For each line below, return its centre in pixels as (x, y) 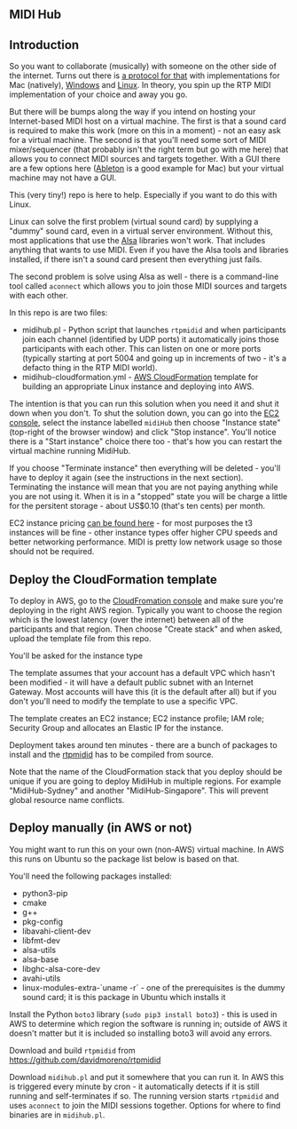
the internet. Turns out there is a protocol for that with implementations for (145, 76)
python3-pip (45, 893)
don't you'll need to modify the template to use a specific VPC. (124, 702)
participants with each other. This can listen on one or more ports (141, 349)
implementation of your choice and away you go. (98, 95)
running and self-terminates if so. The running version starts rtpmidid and (144, 1095)
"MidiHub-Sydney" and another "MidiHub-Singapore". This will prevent (139, 791)
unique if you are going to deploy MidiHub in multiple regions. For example (145, 782)
